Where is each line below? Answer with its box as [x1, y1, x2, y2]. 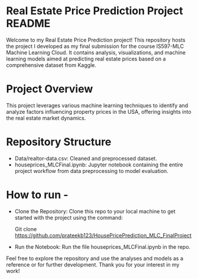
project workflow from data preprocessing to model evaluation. [14, 167, 168, 174]
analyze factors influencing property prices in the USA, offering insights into [6, 108, 191, 115]
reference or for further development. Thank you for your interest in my [6, 261, 180, 268]
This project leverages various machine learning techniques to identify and [6, 102, 189, 109]
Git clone [14, 225, 37, 232]
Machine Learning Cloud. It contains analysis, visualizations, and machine [6, 49, 186, 56]
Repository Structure [6, 135, 112, 149]
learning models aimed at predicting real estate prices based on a [6, 55, 166, 62]
